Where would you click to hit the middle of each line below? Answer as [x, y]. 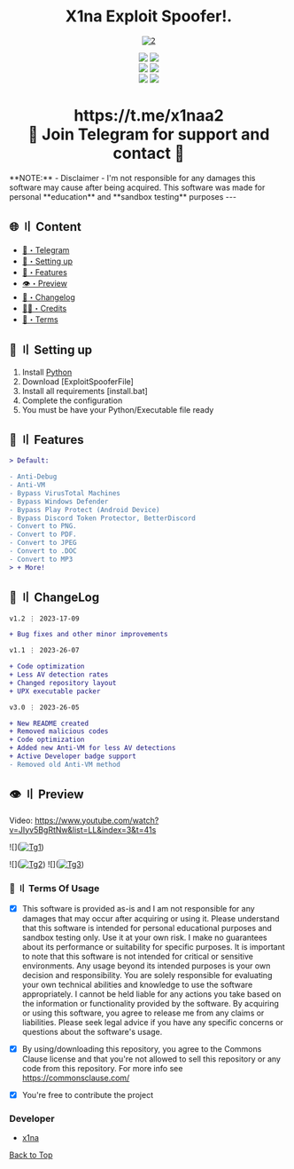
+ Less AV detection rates [59, 675]
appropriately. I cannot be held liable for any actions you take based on [151, 994]
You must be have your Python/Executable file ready [118, 409]
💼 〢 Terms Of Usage [54, 889]
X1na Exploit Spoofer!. [149, 16]
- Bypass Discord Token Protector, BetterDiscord [103, 518]
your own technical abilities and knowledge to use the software [137, 984]
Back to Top [31, 1155]
